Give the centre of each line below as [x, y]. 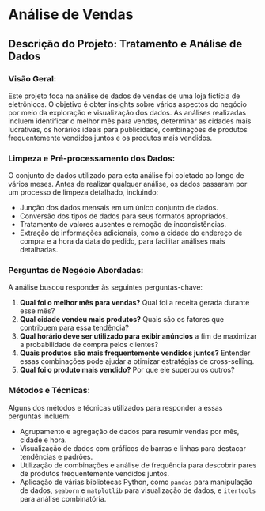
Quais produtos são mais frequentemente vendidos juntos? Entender [135, 353]
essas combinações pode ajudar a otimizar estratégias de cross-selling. [137, 361]
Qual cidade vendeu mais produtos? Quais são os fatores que [121, 320]
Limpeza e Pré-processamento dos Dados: [92, 158]
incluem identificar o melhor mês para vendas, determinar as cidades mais [130, 121]
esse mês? [37, 311]
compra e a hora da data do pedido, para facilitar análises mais [122, 241]
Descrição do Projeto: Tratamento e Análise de [125, 44]
